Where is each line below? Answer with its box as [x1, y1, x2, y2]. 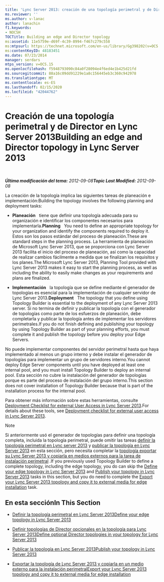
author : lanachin [5, 21, 41, 26]
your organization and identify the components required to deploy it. [12, 228, 150, 234]
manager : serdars [5, 57, 41, 62]
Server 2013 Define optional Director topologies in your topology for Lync [12, 531, 159, 537]
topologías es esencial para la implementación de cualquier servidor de [12, 290, 156, 296]
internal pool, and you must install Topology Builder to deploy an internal [5, 367, 150, 373]
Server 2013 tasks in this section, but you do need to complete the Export [5, 474, 153, 480]
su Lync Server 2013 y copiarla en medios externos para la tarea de [5, 453, 141, 459]
